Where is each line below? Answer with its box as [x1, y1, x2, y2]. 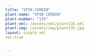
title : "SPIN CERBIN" [5, 7, 51, 12]
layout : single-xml [5, 30, 46, 35]
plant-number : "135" [5, 16, 49, 21]
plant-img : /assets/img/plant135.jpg [5, 26, 84, 31]
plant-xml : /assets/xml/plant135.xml [5, 21, 84, 26]
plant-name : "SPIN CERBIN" [5, 12, 62, 17]
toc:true [5, 35, 24, 40]
